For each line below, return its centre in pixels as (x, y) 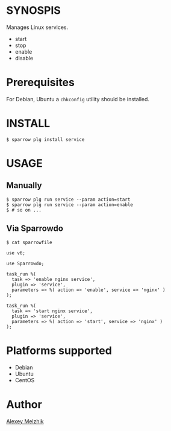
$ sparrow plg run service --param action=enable (70, 205)
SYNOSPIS (34, 11)
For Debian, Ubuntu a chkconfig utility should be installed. (78, 99)
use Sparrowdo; (25, 263)
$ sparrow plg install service (45, 139)
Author (24, 404)
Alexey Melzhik (25, 421)
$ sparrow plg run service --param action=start (68, 200)
